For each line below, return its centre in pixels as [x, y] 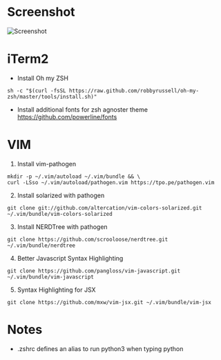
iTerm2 [28, 59]
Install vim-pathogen [47, 163]
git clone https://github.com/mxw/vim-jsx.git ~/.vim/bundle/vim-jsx [109, 302]
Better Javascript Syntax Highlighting [70, 258]
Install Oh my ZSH [43, 78]
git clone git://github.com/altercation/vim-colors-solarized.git [105, 208]
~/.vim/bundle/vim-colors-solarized [60, 214]
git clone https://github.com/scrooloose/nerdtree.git [88, 239]
